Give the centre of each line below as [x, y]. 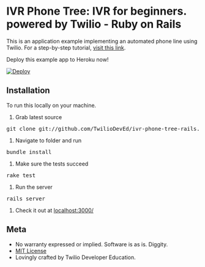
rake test [21, 175]
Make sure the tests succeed [52, 164]
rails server [26, 199]
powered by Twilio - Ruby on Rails [94, 24]
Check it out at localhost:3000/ [54, 210]
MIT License [31, 251]
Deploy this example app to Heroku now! [58, 59]
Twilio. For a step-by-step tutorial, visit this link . [66, 48]
